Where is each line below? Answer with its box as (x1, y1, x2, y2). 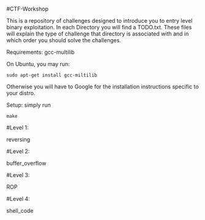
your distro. (6, 89, 36, 97)
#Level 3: (6, 172, 30, 178)
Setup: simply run (6, 101, 51, 108)
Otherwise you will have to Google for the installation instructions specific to (6, 83, 199, 90)
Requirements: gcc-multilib (6, 48, 75, 56)
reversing (6, 136, 31, 143)
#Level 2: (6, 148, 30, 155)
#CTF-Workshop (6, 6, 49, 12)
